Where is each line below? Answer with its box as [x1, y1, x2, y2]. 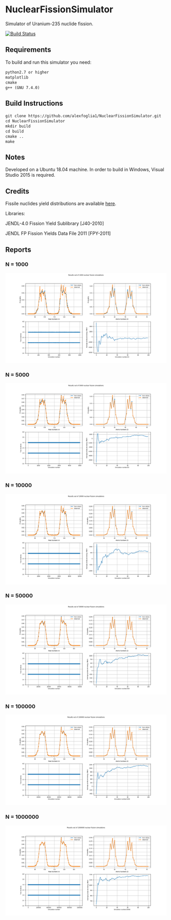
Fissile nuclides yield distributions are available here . [5, 200, 117, 206]
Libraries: [5, 211, 26, 217]
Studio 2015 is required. [5, 172, 55, 178]
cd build [5, 128, 24, 134]
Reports [5, 245, 32, 254]
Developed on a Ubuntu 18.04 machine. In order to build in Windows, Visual [5, 166, 165, 173]
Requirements [5, 45, 51, 54]
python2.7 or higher [5, 69, 50, 75]
